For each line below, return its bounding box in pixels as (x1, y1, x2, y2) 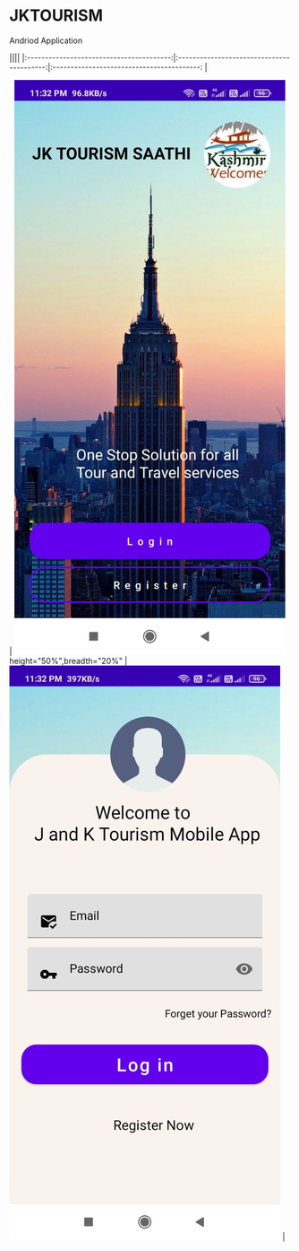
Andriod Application (9, 35, 83, 46)
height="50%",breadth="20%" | (9, 655, 128, 666)
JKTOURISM (9, 5, 104, 26)
